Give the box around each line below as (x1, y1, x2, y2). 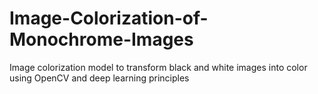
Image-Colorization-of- (9, 7, 209, 30)
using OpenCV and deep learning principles (9, 72, 190, 84)
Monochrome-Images (9, 28, 194, 51)
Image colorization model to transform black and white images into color (9, 61, 308, 73)
